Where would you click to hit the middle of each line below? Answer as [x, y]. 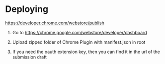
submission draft [30, 57]
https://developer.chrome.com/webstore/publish [55, 23]
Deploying [27, 9]
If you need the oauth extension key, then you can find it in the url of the [86, 52]
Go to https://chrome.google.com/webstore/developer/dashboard [80, 32]
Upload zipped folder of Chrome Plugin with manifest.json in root [79, 42]
